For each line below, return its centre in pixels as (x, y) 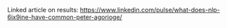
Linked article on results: (43, 10)
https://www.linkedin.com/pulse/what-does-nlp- (150, 10)
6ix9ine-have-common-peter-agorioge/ (65, 17)
